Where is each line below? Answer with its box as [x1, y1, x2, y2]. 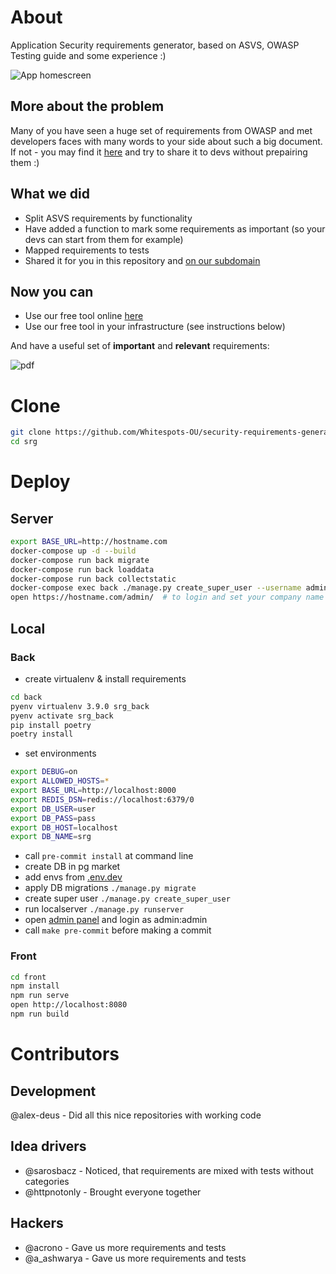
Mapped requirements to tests [24, 244, 150, 256]
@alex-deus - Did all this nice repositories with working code [10, 1109, 262, 1121]
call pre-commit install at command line [24, 850, 194, 862]
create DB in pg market [24, 861, 121, 873]
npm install [10, 981, 60, 991]
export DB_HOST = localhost [10, 822, 118, 833]
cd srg [10, 437, 38, 447]
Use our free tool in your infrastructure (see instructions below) [24, 321, 286, 333]
